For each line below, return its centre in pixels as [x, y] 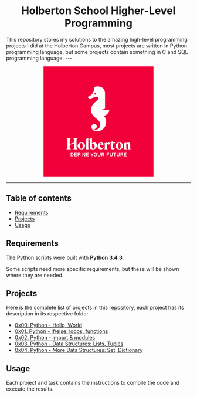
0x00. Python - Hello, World [48, 325]
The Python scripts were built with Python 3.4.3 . [65, 257]
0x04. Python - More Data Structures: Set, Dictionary [79, 350]
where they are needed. [35, 275]
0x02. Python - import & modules [55, 338]
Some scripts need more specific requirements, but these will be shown [93, 269]
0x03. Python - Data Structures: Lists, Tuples [69, 344]
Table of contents [39, 199]
